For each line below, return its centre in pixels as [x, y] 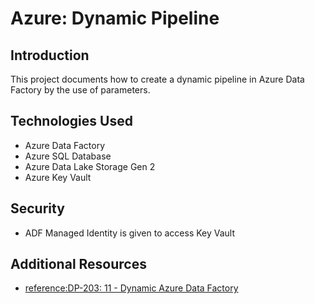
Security [37, 208]
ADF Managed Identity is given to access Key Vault [130, 233]
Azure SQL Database [68, 156]
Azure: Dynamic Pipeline [115, 18]
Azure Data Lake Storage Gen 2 [90, 166]
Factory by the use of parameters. [80, 90]
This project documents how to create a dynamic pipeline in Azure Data [157, 79]
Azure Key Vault [58, 177]
